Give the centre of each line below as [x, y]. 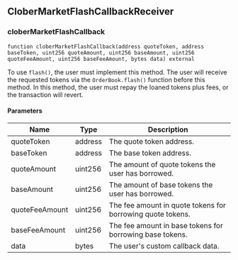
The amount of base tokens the [161, 185]
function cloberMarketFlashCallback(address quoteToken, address [106, 46]
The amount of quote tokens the [162, 164]
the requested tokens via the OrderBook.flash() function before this [106, 79]
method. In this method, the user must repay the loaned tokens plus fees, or [118, 87]
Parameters [25, 111]
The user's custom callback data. [164, 246]
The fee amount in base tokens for [166, 225]
